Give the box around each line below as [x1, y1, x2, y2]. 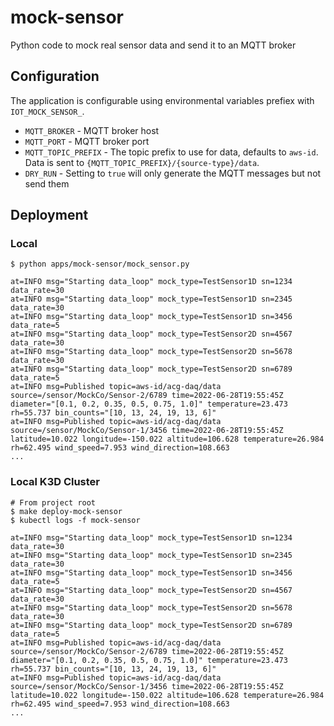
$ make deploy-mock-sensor [10, 506, 123, 516]
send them [24, 177, 70, 190]
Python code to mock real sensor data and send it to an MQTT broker [10, 39, 297, 51]
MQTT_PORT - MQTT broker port [24, 135, 150, 147]
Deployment [10, 207, 89, 224]
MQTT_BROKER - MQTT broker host [24, 124, 160, 136]
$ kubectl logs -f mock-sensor [10, 515, 141, 525]
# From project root [10, 497, 97, 508]
